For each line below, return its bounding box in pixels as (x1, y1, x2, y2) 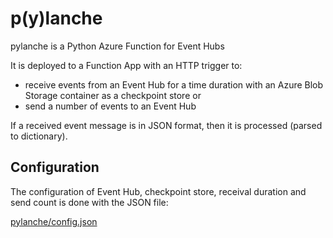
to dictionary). (10, 130, 68, 142)
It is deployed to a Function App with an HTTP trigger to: (10, 59, 243, 71)
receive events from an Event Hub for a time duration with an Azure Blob (24, 78, 324, 91)
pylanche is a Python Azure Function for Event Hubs (10, 40, 225, 52)
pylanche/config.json (10, 215, 98, 227)
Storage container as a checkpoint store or (24, 89, 202, 101)
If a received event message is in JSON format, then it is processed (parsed (10, 119, 323, 131)
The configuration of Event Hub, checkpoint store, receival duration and (10, 185, 307, 197)
